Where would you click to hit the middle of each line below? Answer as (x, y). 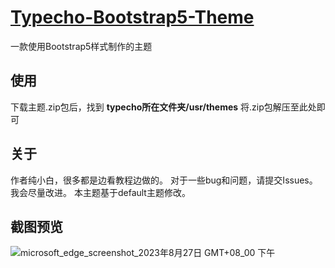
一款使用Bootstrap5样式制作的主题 (81, 46)
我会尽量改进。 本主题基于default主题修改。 (100, 192)
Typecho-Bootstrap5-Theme (132, 17)
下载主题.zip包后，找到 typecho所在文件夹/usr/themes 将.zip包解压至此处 (163, 107)
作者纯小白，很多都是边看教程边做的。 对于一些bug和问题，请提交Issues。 (164, 180)
